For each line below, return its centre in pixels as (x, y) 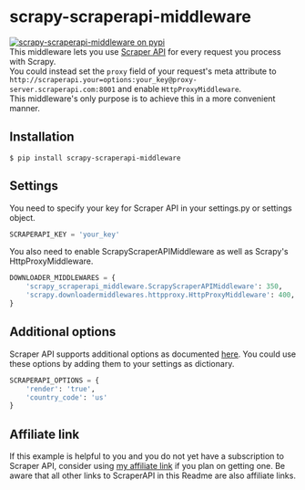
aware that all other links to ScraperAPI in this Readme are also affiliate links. (152, 475)
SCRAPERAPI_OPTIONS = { (55, 381)
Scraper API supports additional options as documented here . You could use (153, 354)
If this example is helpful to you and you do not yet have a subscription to (147, 456)
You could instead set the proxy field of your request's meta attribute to (143, 71)
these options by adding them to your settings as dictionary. (122, 363)
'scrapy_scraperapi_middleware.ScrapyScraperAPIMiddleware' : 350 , (154, 287)
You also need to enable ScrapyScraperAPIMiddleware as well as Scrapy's (149, 252)
